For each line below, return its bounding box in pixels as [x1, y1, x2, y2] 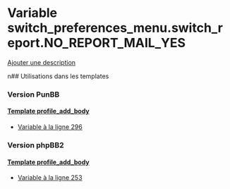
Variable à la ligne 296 [17, 123, 83, 131]
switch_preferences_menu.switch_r [7, 20, 224, 36]
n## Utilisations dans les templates [7, 72, 109, 80]
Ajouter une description [7, 58, 76, 66]
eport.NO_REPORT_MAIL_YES [7, 35, 186, 51]
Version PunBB [7, 90, 60, 99]
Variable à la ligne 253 [17, 173, 83, 182]
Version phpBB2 [7, 140, 65, 150]
